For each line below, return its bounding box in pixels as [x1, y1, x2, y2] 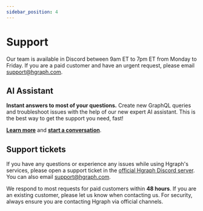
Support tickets [6, 144, 67, 154]
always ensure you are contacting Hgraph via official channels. [6, 198, 164, 206]
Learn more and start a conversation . [6, 126, 102, 134]
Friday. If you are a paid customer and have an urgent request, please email [6, 61, 195, 69]
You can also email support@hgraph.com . [6, 173, 111, 181]
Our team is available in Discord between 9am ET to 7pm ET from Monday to [6, 55, 197, 63]
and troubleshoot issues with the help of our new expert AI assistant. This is [6, 108, 196, 116]
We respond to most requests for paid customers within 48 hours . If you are [6, 185, 197, 192]
